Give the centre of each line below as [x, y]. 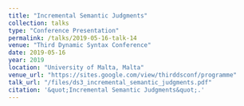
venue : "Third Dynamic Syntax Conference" [80, 45]
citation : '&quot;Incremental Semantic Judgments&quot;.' [106, 90]
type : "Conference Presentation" [64, 30]
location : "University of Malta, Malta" [77, 68]
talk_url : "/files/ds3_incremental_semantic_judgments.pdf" [110, 82]
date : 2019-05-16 [37, 53]
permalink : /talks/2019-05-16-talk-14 [73, 38]
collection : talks [39, 23]
